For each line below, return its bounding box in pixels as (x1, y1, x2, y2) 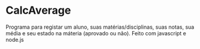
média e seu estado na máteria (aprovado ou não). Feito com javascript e (5, 29, 187, 36)
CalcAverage (5, 4, 71, 17)
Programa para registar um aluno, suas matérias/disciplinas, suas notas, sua (5, 23, 195, 30)
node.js (5, 36, 25, 43)
